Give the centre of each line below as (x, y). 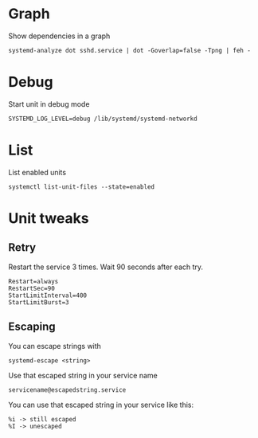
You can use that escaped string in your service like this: (101, 405)
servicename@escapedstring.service (67, 390)
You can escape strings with (55, 346)
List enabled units (37, 172)
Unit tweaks (49, 218)
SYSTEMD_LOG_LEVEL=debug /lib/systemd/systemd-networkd (103, 119)
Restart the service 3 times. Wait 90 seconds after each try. (106, 267)
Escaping (32, 327)
